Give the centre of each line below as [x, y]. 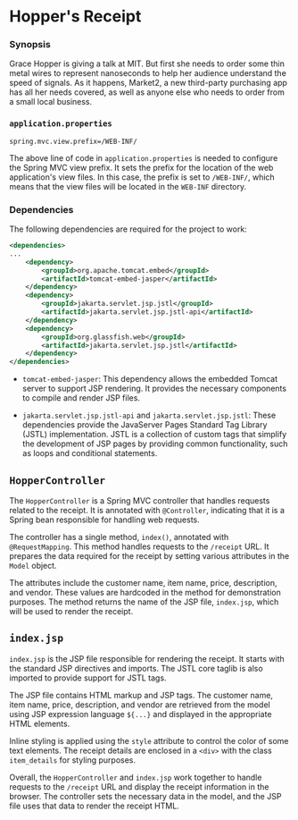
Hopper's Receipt [75, 17]
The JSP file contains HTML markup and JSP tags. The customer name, [141, 695]
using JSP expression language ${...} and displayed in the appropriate [141, 714]
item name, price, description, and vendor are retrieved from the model [140, 705]
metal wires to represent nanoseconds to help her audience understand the [148, 73]
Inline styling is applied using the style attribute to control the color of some [149, 740]
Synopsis [30, 45]
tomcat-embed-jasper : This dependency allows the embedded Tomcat [150, 379]
